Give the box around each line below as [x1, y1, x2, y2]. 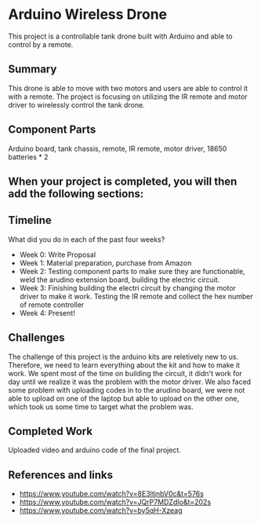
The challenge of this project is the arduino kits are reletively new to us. [8, 352, 239, 361]
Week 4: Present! [19, 308, 76, 317]
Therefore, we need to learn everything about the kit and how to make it [8, 360, 241, 370]
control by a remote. [8, 39, 74, 49]
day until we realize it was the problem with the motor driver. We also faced [8, 377, 252, 386]
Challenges [8, 331, 65, 345]
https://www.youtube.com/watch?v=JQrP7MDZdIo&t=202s [19, 497, 212, 507]
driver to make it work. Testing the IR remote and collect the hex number [19, 291, 253, 301]
